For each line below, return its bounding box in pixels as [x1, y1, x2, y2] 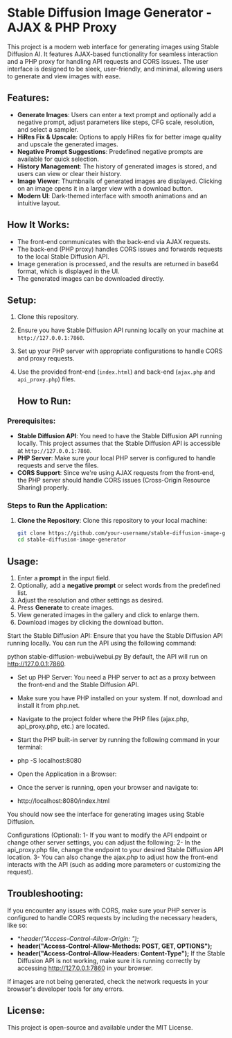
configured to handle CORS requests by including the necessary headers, [7, 913, 217, 922]
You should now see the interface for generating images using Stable [7, 810, 204, 818]
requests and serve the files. [17, 461, 99, 469]
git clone [17, 530, 46, 537]
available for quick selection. [17, 155, 99, 163]
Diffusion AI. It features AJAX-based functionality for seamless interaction [7, 50, 218, 58]
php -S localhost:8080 [17, 756, 82, 764]
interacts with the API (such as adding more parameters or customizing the [7, 860, 222, 868]
